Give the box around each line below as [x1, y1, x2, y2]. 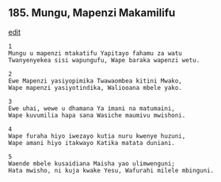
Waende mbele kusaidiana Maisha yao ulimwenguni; [8, 159, 176, 168]
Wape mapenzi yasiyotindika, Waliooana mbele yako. [8, 84, 182, 91]
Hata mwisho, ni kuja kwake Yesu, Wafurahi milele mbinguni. [8, 166, 215, 174]
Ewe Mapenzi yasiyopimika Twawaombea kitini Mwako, [8, 76, 182, 85]
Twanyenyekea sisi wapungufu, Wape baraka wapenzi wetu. [8, 56, 200, 64]
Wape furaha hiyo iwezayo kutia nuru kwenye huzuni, [8, 132, 186, 140]
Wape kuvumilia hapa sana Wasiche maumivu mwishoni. [8, 111, 186, 119]
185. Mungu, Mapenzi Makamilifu [8, 6, 176, 20]
